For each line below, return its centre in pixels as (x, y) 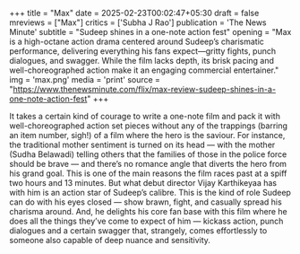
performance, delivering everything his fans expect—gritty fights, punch (143, 51)
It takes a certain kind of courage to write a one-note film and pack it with (145, 116)
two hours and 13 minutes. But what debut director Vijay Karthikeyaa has (143, 183)
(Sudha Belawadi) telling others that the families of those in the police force (148, 154)
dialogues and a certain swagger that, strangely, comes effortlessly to (138, 231)
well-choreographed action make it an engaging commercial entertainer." (144, 70)
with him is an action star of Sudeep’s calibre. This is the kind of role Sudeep (150, 193)
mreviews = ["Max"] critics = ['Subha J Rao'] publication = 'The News (138, 22)
